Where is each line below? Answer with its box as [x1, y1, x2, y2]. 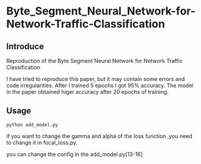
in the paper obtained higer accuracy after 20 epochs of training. [6, 88, 169, 95]
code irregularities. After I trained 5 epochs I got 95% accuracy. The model [6, 82, 194, 89]
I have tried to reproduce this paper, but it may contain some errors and [6, 76, 185, 82]
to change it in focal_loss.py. [6, 139, 78, 146]
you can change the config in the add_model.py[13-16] [6, 150, 143, 158]
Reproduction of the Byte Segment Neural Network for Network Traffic [6, 57, 183, 64]
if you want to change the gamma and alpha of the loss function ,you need [6, 132, 192, 140]
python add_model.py [6, 122, 59, 128]
